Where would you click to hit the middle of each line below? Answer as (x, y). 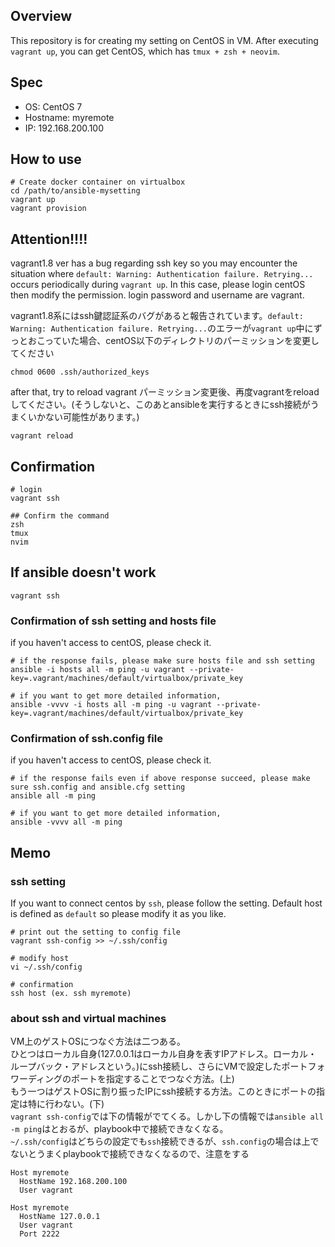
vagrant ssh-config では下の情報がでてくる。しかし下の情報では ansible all (167, 1116)
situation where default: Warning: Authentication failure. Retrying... (162, 274)
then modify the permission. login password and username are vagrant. (157, 295)
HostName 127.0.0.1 (60, 1217)
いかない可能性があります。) (83, 417)
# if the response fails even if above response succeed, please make (160, 779)
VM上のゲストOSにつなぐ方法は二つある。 (98, 1041)
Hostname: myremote (69, 117)
